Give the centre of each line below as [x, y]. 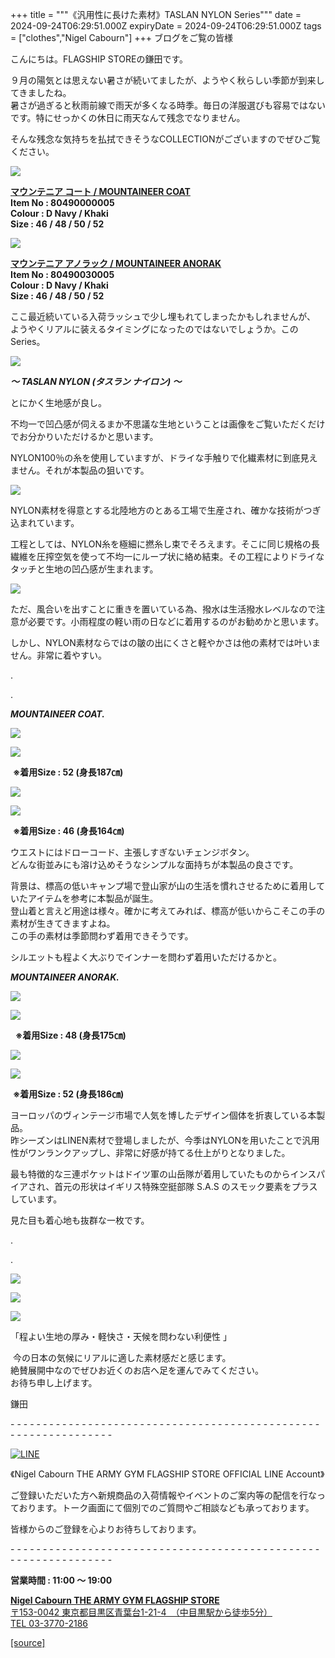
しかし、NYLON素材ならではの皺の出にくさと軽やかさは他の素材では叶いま [166, 642]
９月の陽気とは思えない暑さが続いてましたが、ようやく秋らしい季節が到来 [163, 80]
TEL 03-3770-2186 [49, 1623]
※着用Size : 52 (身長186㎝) [68, 1094]
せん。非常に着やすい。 [58, 655]
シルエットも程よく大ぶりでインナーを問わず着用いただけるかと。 [146, 957]
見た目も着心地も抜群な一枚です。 [80, 1220]
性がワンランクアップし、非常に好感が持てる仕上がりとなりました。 [150, 1152]
